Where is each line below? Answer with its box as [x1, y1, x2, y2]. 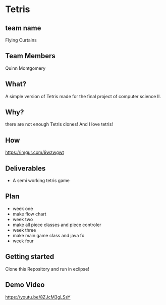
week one [12, 205, 33, 211]
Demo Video [5, 281, 45, 289]
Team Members [5, 52, 56, 60]
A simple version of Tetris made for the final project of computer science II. [5, 93, 161, 99]
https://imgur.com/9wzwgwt [5, 149, 64, 155]
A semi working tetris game [12, 178, 70, 184]
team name [5, 24, 41, 32]
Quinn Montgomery [5, 65, 46, 71]
